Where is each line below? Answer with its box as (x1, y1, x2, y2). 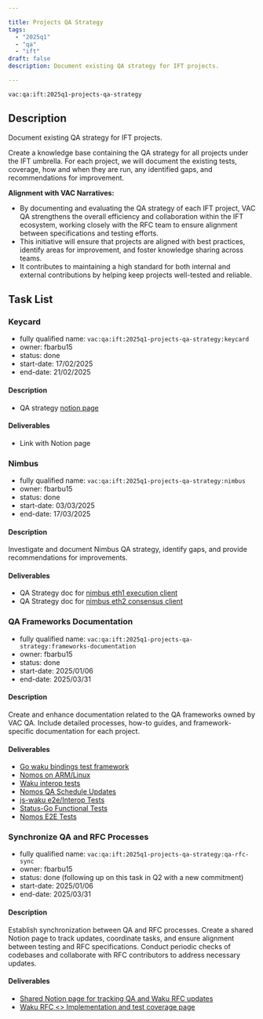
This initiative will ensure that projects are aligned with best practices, (19, 236, 246, 246)
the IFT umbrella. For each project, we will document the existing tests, (8, 156, 237, 166)
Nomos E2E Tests (19, 812, 77, 821)
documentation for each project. (35, 726, 140, 736)
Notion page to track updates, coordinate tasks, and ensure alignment (8, 933, 235, 943)
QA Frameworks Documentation (8, 616, 133, 627)
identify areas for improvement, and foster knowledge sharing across (19, 245, 243, 254)
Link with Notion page (19, 438, 91, 447)
